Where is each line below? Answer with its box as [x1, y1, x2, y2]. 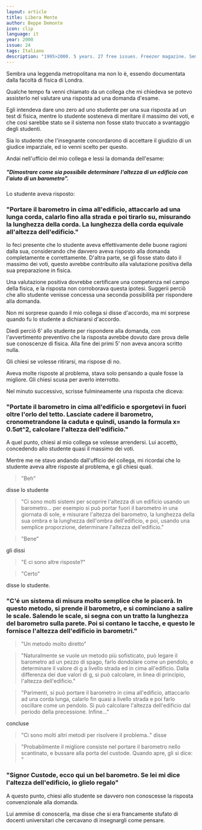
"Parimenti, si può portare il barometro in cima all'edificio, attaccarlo [20, 689, 191, 697]
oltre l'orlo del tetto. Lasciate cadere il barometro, [6, 410, 154, 418]
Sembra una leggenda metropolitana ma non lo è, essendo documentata [6, 70, 185, 77]
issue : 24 [6, 43, 31, 49]
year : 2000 [6, 37, 34, 43]
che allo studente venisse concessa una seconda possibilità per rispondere [6, 291, 193, 298]
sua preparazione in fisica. [6, 267, 72, 274]
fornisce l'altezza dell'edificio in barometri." [6, 627, 138, 635]
